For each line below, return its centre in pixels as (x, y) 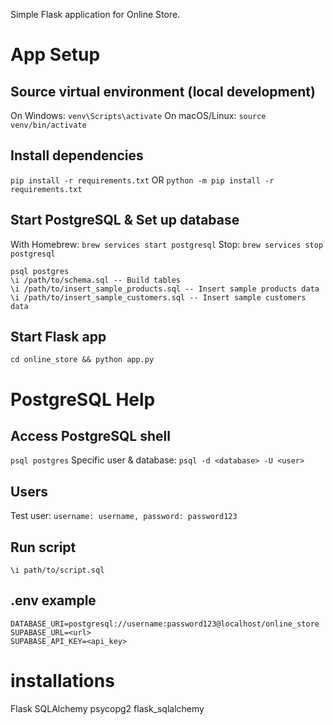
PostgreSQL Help (83, 399)
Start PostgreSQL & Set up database (125, 220)
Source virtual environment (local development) (163, 91)
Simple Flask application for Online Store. (95, 14)
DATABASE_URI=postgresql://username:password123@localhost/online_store (165, 624)
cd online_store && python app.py (82, 360)
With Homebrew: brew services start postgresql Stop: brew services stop (167, 244)
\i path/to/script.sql (57, 570)
